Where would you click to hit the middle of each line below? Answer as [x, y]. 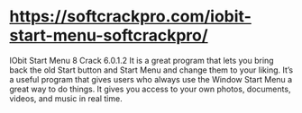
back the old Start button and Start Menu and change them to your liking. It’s [151, 70]
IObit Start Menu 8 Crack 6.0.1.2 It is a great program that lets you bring [142, 60]
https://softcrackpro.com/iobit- [131, 17]
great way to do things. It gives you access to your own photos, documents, [150, 89]
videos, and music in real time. [66, 98]
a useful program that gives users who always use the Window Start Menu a [151, 79]
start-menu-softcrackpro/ [109, 35]
